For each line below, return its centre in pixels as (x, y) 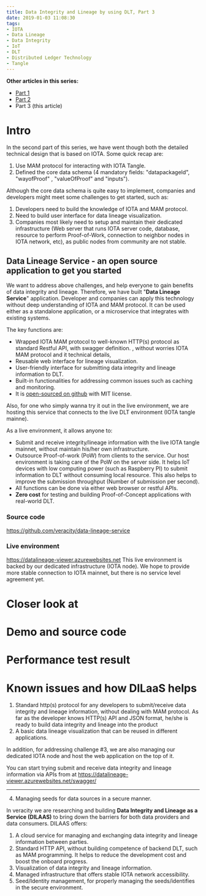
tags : (13, 23)
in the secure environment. (49, 887)
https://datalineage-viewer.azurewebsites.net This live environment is (94, 559)
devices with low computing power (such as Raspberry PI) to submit (101, 469)
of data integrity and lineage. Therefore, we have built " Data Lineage (93, 292)
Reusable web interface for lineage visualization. (77, 361)
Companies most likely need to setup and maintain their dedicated (99, 222)
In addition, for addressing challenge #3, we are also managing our (91, 749)
